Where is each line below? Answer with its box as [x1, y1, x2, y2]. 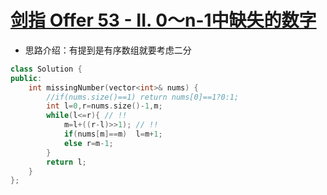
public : [10, 73, 43, 83]
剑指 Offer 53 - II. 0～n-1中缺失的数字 [10, 9, 317, 32]
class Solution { [10, 64, 83, 74]
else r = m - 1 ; [63, 138, 114, 148]
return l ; [46, 157, 87, 167]
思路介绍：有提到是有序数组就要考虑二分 [24, 44, 192, 56]
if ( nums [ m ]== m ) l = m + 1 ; [63, 129, 163, 140]
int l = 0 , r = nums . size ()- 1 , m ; [46, 101, 163, 111]
